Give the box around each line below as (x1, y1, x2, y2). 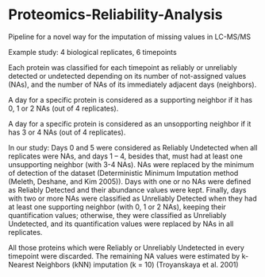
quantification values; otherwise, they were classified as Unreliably (8, 210, 227, 220)
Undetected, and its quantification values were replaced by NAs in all (8, 219, 234, 228)
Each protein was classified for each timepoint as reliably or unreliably (8, 62, 238, 72)
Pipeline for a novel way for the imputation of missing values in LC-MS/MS (8, 32, 252, 41)
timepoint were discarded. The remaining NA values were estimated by (8, 251, 240, 260)
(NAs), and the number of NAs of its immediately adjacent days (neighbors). (8, 80, 257, 89)
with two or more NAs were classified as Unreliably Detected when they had (8, 193, 257, 203)
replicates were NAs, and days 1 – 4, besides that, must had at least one (8, 151, 244, 161)
